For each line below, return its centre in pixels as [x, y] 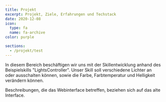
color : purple [20, 37]
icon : [11, 23]
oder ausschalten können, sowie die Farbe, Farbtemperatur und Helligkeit [80, 75]
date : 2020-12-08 [23, 19]
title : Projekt [21, 10]
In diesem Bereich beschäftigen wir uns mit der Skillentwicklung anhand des [83, 65]
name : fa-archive [28, 33]
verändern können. [25, 80]
